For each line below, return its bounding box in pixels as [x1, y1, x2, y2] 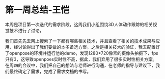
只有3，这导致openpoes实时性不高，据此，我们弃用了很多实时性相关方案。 [5, 56, 157, 62]
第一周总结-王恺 [5, 4, 70, 16]
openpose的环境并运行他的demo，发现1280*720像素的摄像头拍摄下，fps [9, 50, 159, 56]
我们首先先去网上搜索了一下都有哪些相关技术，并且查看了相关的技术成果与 [5, 38, 156, 44]
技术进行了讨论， [9, 27, 44, 33]
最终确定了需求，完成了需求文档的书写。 [9, 68, 91, 74]
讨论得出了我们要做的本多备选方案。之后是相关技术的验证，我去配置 [18, 44, 156, 50]
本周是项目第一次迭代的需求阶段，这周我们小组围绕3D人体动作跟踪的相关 [5, 21, 153, 27]
